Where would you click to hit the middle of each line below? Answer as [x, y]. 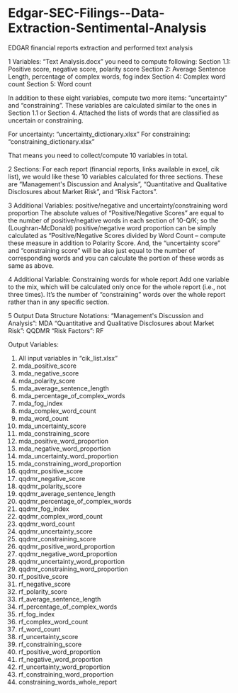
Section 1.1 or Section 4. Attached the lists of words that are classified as [114, 113]
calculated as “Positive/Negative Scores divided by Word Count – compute [117, 235]
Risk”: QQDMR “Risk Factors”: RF [56, 330]
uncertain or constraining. [46, 120]
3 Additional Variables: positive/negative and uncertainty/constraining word [118, 205]
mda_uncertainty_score [52, 426]
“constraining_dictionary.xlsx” [51, 141]
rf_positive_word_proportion [59, 652]
